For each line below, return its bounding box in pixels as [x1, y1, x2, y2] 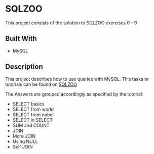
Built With [5, 34, 37, 43]
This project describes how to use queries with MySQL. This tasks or [5, 76, 149, 82]
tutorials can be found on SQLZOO [5, 81, 78, 87]
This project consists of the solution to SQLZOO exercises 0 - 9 [5, 20, 137, 26]
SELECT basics [12, 100, 45, 107]
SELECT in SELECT [12, 117, 53, 123]
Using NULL [12, 138, 38, 144]
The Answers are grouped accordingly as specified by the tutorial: [5, 91, 143, 97]
